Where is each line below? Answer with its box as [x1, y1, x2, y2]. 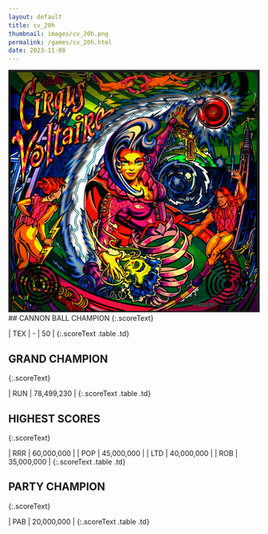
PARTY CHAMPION [8, 480, 106, 494]
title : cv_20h [8, 21, 56, 30]
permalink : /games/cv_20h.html [8, 38, 112, 46]
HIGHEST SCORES [8, 412, 101, 425]
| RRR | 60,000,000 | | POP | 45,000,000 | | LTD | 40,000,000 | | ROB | [8, 449, 238, 458]
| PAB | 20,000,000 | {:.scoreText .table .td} [8, 516, 150, 526]
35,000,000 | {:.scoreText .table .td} [8, 457, 126, 467]
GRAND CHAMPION [8, 352, 108, 366]
